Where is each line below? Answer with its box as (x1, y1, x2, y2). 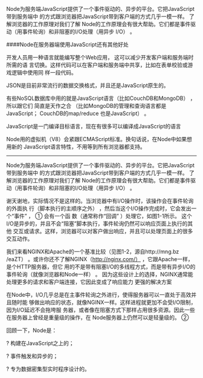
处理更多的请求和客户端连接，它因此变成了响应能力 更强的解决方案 (6, 278, 172, 285)
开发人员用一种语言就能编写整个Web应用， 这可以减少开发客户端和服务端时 (6, 54, 194, 61)
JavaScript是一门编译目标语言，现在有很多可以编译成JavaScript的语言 (6, 123, 181, 130)
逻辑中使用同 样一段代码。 (11, 69, 77, 76)
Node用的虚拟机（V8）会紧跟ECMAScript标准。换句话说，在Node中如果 (6, 136, 187, 142)
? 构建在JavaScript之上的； (6, 340, 74, 346)
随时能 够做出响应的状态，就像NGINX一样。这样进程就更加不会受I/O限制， (11, 299, 196, 306)
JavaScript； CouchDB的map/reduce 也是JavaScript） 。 (6, 110, 150, 117)
